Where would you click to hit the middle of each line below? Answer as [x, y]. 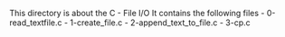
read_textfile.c [36, 23]
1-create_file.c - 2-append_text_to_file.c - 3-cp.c [160, 23]
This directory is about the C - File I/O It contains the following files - [137, 13]
